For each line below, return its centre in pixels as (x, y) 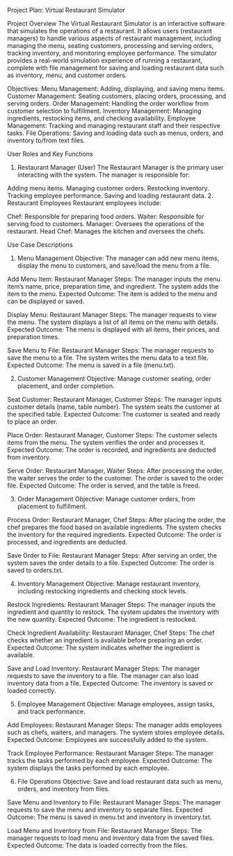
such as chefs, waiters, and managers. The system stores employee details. (116, 732)
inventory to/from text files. (46, 140)
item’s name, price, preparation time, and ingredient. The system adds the (113, 286)
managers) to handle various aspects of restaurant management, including (114, 38)
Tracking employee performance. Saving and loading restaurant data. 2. (110, 195)
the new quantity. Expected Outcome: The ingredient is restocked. (102, 619)
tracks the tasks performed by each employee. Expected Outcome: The (110, 760)
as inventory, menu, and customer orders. (67, 75)
